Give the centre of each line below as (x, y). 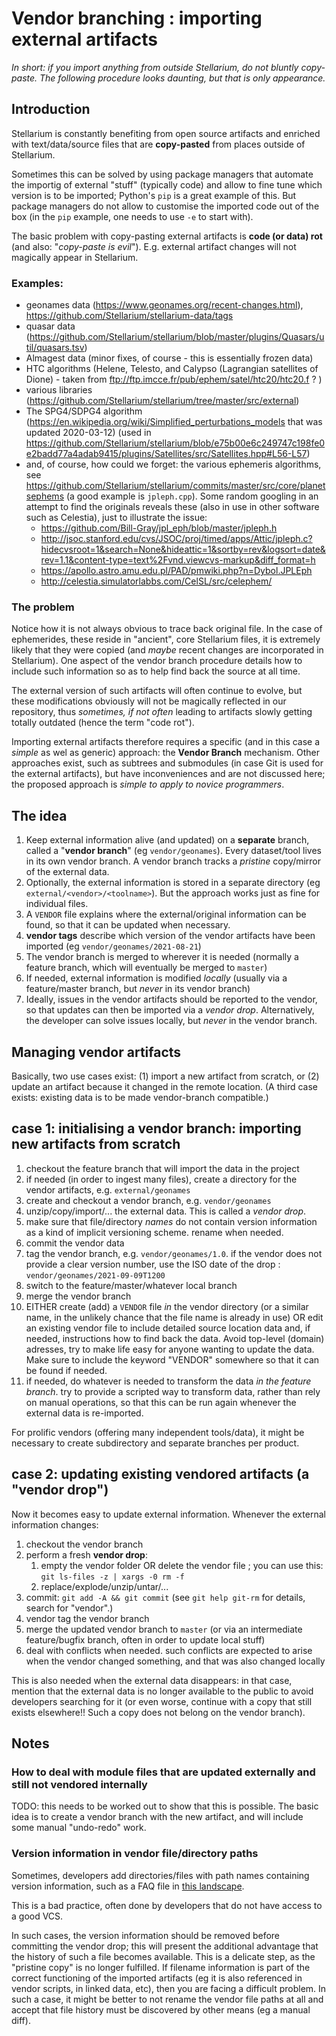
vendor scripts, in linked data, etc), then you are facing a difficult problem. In (169, 1988)
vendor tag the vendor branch (87, 1618)
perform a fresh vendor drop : (86, 1554)
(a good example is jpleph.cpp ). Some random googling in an (192, 496)
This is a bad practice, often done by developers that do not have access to (167, 1905)
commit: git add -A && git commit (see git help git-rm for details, (165, 1597)
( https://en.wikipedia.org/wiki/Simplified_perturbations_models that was (174, 422)
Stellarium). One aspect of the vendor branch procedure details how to (157, 661)
